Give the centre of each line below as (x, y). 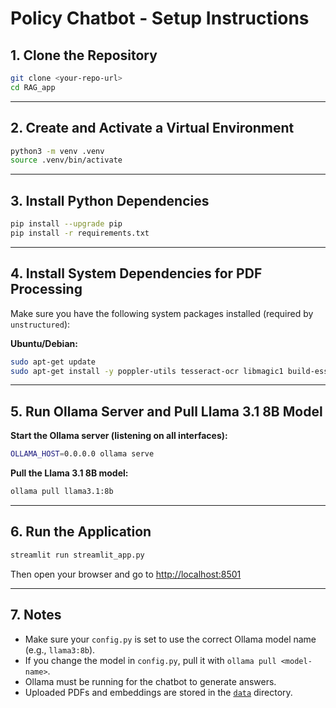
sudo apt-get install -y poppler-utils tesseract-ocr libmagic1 (147, 371)
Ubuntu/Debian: (44, 343)
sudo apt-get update (53, 362)
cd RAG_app (33, 87)
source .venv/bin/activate (66, 160)
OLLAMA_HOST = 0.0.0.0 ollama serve (82, 454)
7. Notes (36, 615)
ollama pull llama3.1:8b (62, 492)
